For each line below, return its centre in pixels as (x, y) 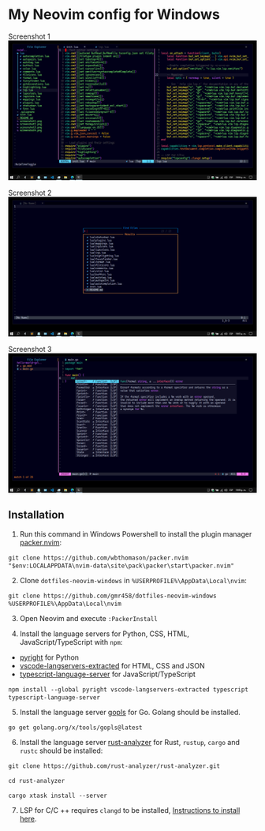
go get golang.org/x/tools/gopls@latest (76, 728)
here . (28, 818)
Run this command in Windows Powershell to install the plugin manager (136, 533)
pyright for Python (49, 657)
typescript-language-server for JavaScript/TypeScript (107, 674)
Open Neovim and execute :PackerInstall (88, 618)
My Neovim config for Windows (114, 15)
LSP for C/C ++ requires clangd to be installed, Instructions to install (130, 810)
